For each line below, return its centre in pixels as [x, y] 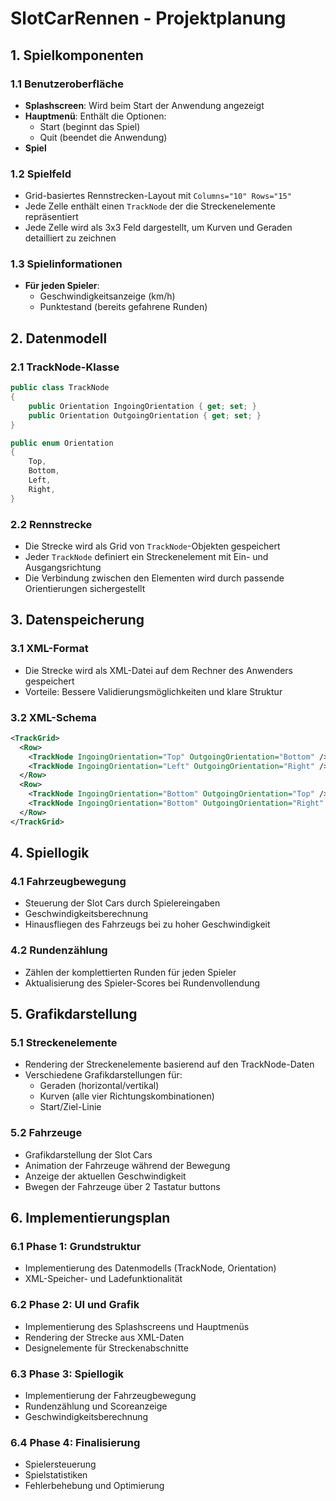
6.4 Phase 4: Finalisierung [75, 1442]
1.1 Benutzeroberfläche [67, 84]
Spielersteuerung [60, 1464]
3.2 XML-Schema [53, 717]
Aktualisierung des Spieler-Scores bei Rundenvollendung [142, 983]
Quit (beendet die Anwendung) [103, 137]
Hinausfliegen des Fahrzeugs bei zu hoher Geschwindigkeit [147, 924]
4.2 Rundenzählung [59, 950]
